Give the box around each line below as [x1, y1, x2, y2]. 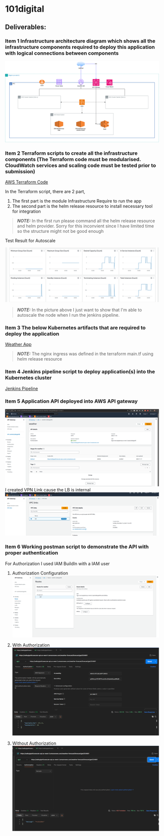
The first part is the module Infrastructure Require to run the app [12, 198, 142, 204]
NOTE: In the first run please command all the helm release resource [17, 218, 155, 224]
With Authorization [12, 642, 50, 648]
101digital [5, 3, 44, 15]
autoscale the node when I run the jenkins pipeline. [17, 312, 120, 318]
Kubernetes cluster [5, 374, 52, 381]
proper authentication [5, 550, 59, 556]
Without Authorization [12, 740, 57, 746]
